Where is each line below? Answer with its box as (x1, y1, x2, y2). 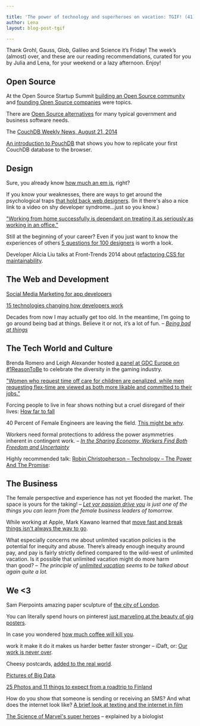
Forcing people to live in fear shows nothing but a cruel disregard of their (6, 401, 185, 409)
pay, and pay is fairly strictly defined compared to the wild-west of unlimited (6, 549, 193, 557)
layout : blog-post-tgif (6, 25, 65, 31)
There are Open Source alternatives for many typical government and (6, 110, 177, 118)
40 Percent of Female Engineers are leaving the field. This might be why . (6, 419, 185, 427)
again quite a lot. (6, 568, 48, 576)
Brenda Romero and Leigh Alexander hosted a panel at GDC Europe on (6, 359, 180, 366)
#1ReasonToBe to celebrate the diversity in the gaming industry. (6, 365, 162, 373)
